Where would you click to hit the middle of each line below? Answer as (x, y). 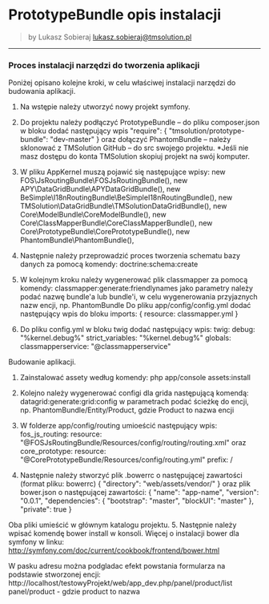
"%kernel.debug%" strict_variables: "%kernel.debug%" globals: (126, 338)
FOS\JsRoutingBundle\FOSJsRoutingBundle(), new (104, 180)
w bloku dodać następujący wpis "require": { (93, 131)
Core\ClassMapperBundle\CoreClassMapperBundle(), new (116, 223)
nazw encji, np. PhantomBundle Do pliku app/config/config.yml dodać (135, 306)
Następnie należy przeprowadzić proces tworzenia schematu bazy (130, 256)
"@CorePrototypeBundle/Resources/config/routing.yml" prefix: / (126, 460)
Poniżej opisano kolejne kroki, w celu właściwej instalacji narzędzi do (122, 83)
